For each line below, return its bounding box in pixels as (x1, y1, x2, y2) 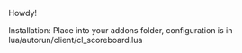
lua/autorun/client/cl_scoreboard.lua (8, 35, 143, 45)
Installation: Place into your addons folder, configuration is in (8, 25, 233, 35)
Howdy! (8, 8, 38, 18)
